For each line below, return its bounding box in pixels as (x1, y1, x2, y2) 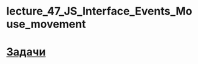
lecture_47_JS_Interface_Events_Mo (6, 4, 193, 18)
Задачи (6, 45, 46, 59)
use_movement (6, 17, 86, 31)
